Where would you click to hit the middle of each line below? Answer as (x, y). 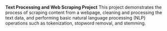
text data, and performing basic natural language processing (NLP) (76, 18)
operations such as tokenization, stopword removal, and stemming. (76, 23)
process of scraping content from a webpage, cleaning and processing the (84, 12)
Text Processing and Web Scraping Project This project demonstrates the (83, 7)
